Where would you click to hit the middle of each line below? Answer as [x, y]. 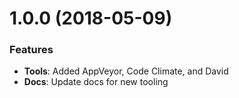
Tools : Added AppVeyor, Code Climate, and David [126, 71]
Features [31, 50]
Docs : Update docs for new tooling [96, 82]
